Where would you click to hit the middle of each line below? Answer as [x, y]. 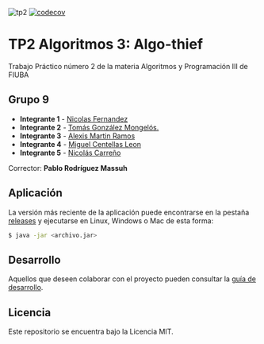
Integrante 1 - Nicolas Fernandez [74, 118]
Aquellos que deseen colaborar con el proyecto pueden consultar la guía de [132, 279]
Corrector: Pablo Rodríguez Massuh [68, 168]
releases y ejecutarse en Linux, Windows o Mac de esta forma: [111, 220]
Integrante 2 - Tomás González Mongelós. [89, 127]
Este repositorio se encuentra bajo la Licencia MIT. [91, 332]
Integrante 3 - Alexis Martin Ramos [77, 136]
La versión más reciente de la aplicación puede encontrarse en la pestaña [129, 212]
